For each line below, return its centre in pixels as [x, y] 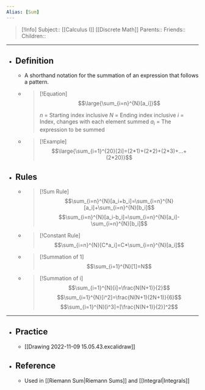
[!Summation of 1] [62, 257]
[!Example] [53, 142]
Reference [35, 366]
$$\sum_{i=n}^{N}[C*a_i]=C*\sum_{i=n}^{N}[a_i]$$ [119, 245]
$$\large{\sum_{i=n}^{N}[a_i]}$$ [119, 103]
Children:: [34, 36]
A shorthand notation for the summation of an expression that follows [111, 75]
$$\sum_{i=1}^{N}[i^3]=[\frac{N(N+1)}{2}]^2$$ [119, 307]
